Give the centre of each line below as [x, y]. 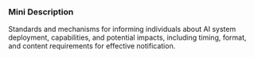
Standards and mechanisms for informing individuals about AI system [122, 29]
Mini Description [41, 12]
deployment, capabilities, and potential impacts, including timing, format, [127, 37]
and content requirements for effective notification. [92, 46]
